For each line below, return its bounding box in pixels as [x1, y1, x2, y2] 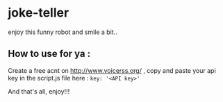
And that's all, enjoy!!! [8, 87, 70, 95]
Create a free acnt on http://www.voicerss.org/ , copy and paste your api [8, 66, 216, 74]
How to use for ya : [8, 48, 91, 60]
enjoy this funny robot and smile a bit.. [8, 28, 117, 36]
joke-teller [8, 5, 69, 21]
